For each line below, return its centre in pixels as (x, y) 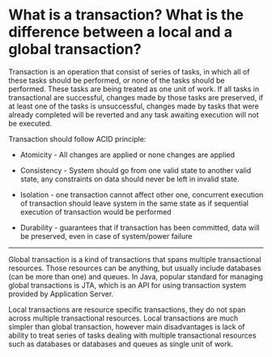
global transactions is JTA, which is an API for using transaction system (127, 285)
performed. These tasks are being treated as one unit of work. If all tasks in (134, 89)
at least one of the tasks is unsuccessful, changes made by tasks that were (134, 106)
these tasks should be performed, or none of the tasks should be (117, 80)
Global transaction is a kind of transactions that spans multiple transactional (135, 259)
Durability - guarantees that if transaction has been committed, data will (140, 227)
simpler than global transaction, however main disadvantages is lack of (127, 326)
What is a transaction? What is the (126, 15)
